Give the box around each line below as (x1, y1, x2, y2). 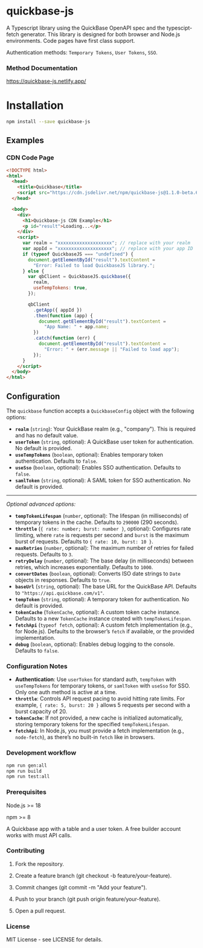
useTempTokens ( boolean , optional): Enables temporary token (14, 451, 163, 459)
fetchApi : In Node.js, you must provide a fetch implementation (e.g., (14, 727, 184, 735)
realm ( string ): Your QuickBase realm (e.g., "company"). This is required (14, 425, 196, 433)
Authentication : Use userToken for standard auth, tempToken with (14, 676, 176, 683)
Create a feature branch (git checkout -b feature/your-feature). (14, 872, 172, 879)
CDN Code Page (6, 153, 54, 162)
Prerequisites (6, 788, 47, 796)
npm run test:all (6, 773, 50, 780)
